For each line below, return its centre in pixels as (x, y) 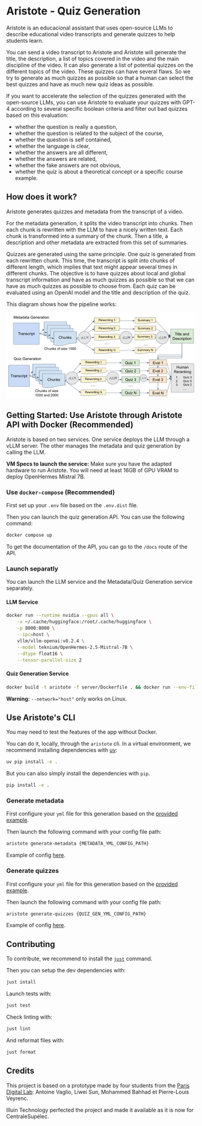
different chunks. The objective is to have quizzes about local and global (96, 273)
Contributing (31, 944)
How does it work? (42, 197)
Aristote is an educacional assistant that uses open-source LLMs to (90, 28)
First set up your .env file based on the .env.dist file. (72, 505)
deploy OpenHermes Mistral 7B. (46, 477)
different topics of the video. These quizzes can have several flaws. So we (98, 71)
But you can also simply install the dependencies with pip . (78, 774)
